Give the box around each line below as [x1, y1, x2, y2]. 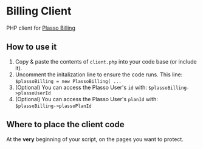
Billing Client [6, 4, 72, 18]
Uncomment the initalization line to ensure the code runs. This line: [15, 71, 183, 78]
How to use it [6, 42, 57, 52]
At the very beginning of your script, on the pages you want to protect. [6, 135, 184, 143]
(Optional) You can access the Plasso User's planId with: [15, 95, 158, 102]
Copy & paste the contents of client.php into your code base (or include [15, 58, 197, 65]
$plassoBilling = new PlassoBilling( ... [15, 78, 122, 84]
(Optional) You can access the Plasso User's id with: [15, 84, 148, 91]
